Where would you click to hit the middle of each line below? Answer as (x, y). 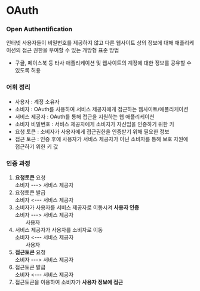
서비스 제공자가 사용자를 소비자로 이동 (59, 230)
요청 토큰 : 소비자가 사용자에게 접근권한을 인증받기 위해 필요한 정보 (92, 131)
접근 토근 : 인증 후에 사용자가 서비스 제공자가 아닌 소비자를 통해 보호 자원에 (101, 139)
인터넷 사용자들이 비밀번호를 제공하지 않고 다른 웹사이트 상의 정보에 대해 (90, 43)
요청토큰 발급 (30, 192)
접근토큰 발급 (30, 267)
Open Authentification (39, 29)
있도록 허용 (28, 71)
